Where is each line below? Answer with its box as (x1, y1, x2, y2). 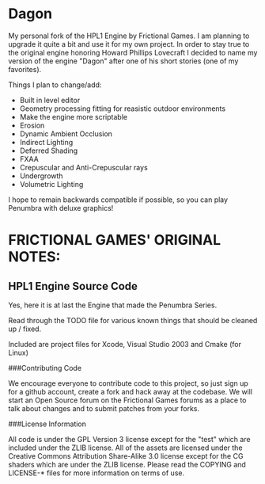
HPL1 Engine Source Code (8, 279, 138, 293)
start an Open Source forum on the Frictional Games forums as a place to (8, 395, 247, 405)
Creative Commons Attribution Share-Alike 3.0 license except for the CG (8, 451, 244, 460)
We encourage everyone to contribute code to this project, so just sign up (8, 378, 249, 388)
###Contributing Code (8, 363, 81, 372)
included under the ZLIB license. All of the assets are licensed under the (8, 443, 243, 452)
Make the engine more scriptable (19, 112, 128, 121)
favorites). (8, 64, 42, 74)
